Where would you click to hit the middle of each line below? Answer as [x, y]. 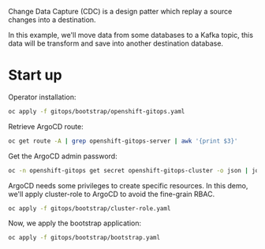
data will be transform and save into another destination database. [116, 43]
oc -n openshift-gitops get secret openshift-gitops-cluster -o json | [128, 170]
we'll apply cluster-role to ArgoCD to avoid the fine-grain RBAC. [112, 194]
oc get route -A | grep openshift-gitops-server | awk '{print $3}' [123, 141]
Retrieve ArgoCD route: [46, 126]
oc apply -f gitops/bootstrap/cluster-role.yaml [90, 208]
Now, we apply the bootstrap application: [75, 223]
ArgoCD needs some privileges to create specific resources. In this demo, [128, 185]
